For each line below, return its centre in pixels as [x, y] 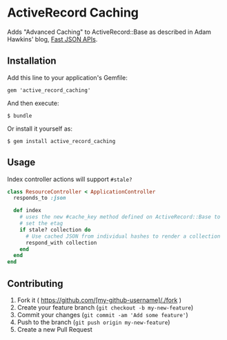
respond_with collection [61, 243]
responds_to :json [40, 198]
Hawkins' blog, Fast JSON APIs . [52, 39]
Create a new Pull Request [55, 329]
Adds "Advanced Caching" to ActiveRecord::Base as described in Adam [109, 32]
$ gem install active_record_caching [61, 141]
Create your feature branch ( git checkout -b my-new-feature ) [105, 308]
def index [27, 211]
